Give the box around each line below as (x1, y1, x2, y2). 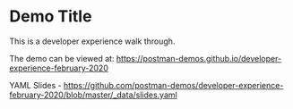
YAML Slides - (9, 80, 62, 90)
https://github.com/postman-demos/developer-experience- (63, 80, 284, 90)
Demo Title (9, 6, 92, 27)
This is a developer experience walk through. (9, 36, 176, 46)
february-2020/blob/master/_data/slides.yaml (9, 89, 177, 100)
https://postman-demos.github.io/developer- (116, 53, 282, 63)
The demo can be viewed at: (9, 53, 115, 63)
